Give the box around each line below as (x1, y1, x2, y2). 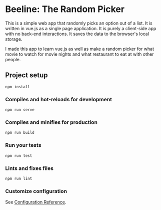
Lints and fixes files (5, 164, 54, 171)
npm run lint (5, 176, 32, 181)
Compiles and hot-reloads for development (5, 96, 112, 103)
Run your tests (5, 142, 41, 149)
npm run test (5, 153, 32, 158)
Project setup (5, 71, 48, 80)
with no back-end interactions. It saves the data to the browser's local (5, 31, 149, 37)
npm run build (5, 130, 35, 135)
